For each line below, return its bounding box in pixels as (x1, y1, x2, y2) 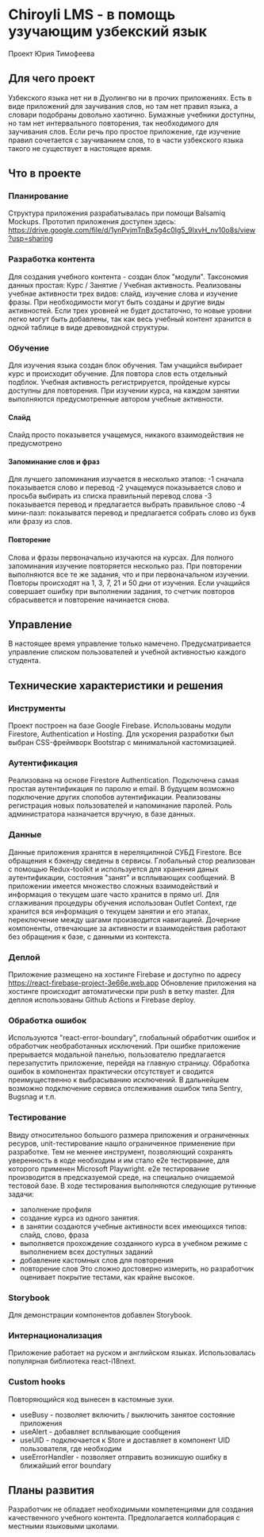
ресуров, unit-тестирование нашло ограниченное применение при (8, 1139, 235, 1148)
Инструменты (8, 702, 66, 713)
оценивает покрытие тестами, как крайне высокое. (19, 1272, 195, 1282)
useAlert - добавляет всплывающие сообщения (19, 1426, 181, 1436)
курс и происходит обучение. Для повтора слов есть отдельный (8, 369, 228, 378)
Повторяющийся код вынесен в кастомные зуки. (8, 1394, 174, 1404)
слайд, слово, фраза (19, 1230, 90, 1240)
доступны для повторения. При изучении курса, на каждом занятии (8, 386, 240, 395)
